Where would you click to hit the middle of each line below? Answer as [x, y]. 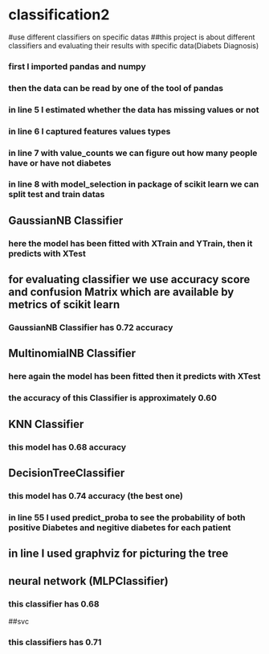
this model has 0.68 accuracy [67, 446]
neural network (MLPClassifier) [88, 581]
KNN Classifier [46, 424]
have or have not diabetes [60, 162]
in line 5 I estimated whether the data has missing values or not [134, 109]
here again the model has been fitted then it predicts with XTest [134, 376]
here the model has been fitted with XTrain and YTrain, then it [130, 243]
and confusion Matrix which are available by [121, 292]
